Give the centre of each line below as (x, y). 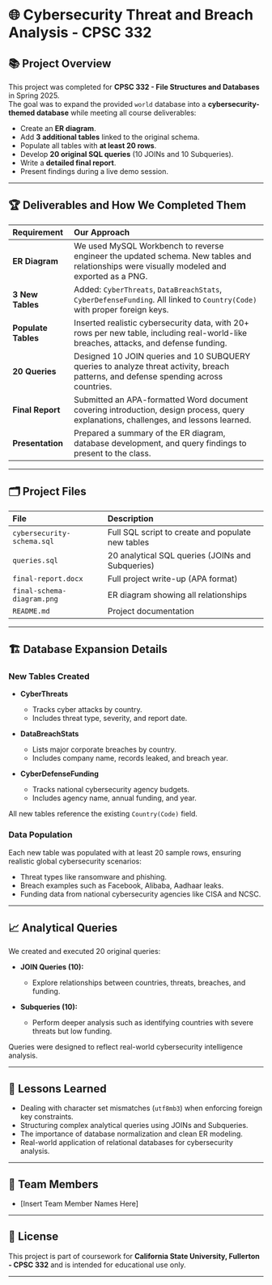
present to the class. (113, 453)
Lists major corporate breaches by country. (104, 749)
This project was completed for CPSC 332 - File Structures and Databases (134, 87)
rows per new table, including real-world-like (161, 333)
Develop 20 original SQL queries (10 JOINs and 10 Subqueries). (127, 154)
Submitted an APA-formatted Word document (161, 400)
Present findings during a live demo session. (94, 171)
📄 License (34, 1237)
